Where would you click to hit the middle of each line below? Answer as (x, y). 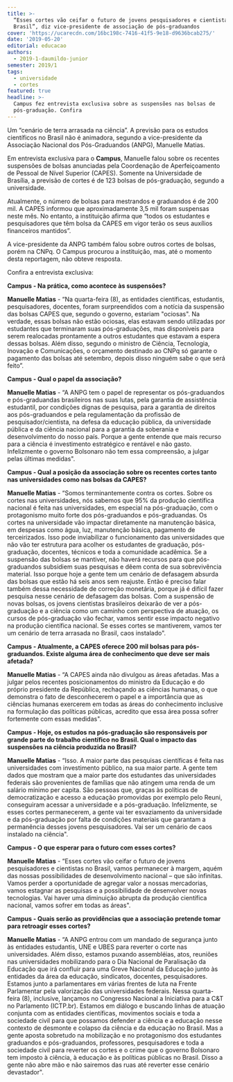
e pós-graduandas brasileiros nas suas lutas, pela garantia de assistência (112, 400)
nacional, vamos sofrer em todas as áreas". (69, 905)
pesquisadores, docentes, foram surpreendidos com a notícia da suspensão (116, 307)
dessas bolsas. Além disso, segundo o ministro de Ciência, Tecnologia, (109, 343)
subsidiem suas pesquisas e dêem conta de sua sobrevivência (132, 567)
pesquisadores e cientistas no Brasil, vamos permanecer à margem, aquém (115, 868)
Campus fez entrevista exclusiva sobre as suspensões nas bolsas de (114, 104)
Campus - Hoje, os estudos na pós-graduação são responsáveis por (107, 732)
